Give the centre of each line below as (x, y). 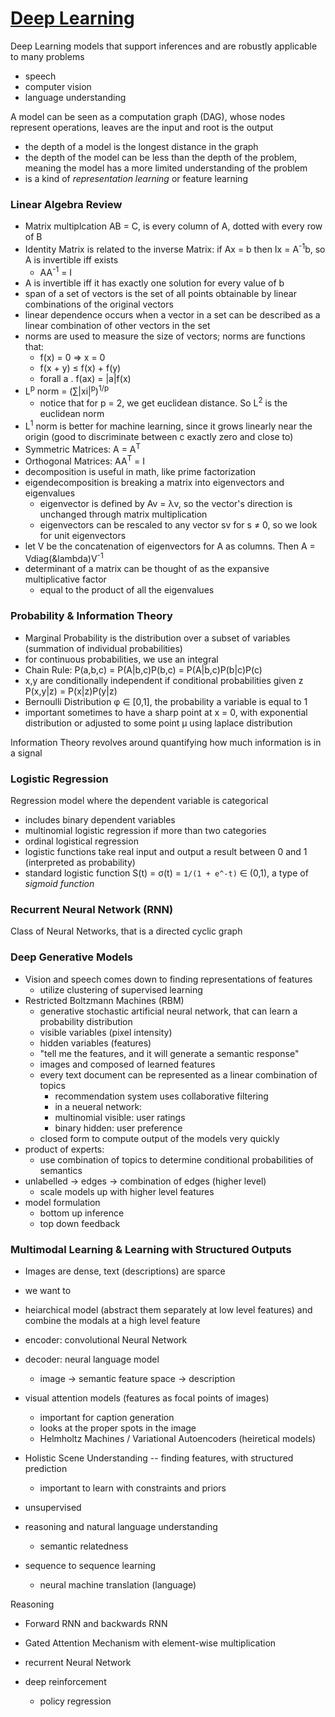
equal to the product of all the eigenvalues (127, 590)
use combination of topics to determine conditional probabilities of (176, 1159)
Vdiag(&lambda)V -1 (64, 557)
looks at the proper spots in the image (118, 1428)
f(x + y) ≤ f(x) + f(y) (80, 368)
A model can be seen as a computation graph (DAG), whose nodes (148, 116)
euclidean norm (72, 413)
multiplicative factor (65, 579)
